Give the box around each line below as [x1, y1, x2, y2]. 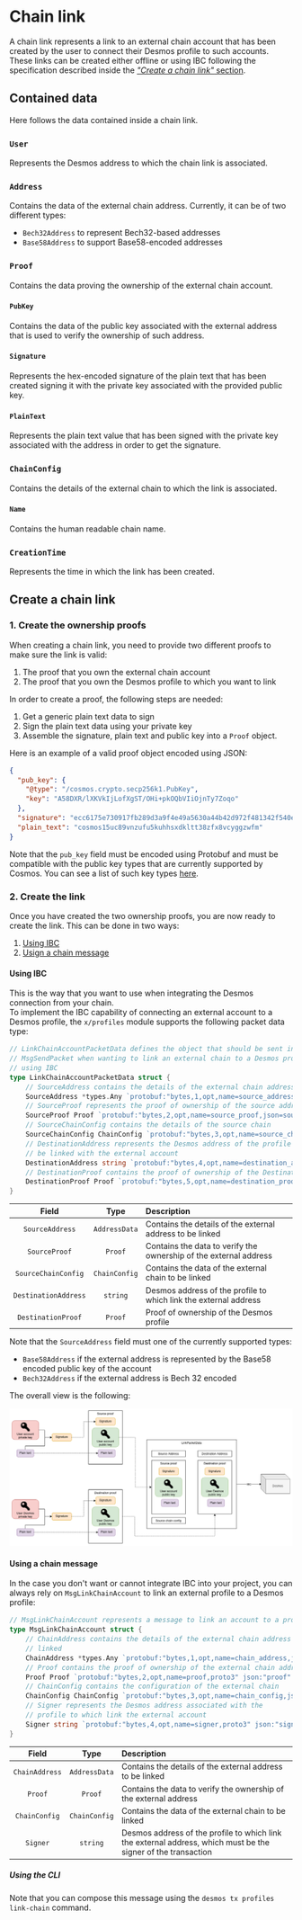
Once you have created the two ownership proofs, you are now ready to [9, 911, 276, 922]
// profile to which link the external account [25, 1710, 207, 1719]
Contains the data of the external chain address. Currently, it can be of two [9, 201, 287, 211]
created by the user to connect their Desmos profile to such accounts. [9, 45, 270, 56]
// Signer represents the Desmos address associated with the [25, 1701, 263, 1710]
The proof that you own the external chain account [22, 666, 211, 677]
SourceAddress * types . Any [25, 1092, 123, 1101]
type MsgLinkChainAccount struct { [9, 1625, 143, 1634]
